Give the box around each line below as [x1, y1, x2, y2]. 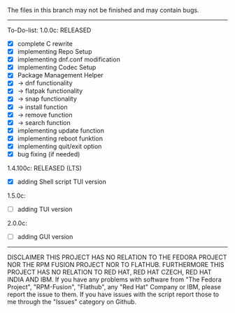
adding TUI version [17, 205, 73, 213]
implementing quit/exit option [17, 142, 102, 150]
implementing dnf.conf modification [17, 55, 120, 64]
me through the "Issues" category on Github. [7, 298, 137, 306]
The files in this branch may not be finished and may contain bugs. [7, 6, 199, 14]
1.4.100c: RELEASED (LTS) [7, 163, 83, 172]
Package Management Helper [17, 71, 104, 80]
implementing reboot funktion [17, 134, 104, 143]
